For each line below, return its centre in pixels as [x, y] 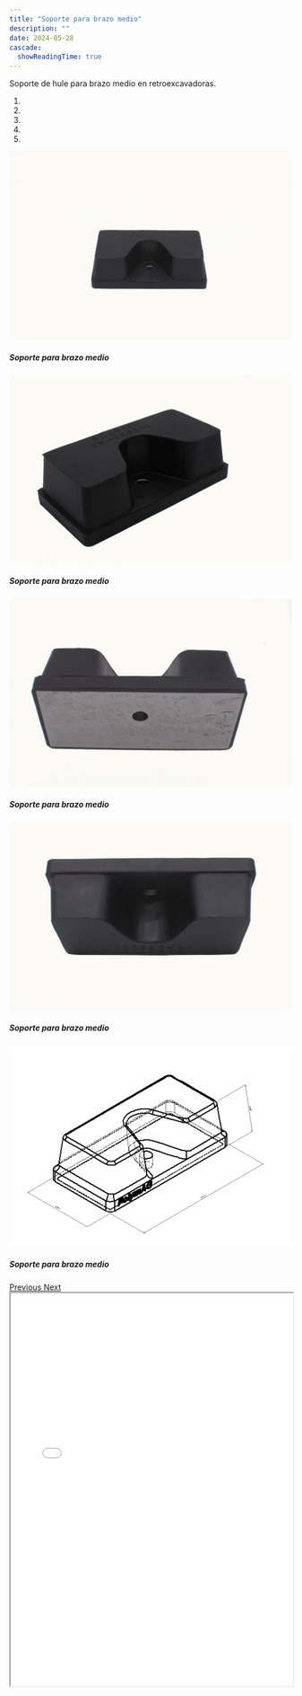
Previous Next [35, 1287]
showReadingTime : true [60, 57]
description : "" [39, 28]
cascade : [26, 48]
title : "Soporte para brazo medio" [76, 19]
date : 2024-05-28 [42, 38]
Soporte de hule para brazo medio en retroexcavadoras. [113, 84]
